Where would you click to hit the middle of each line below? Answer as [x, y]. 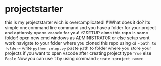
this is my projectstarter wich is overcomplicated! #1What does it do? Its [78, 22]
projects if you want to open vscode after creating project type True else [78, 53]
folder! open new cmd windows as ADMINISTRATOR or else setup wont [77, 38]
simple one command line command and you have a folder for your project [80, 27]
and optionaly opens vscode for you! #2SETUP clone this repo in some [77, 33]
